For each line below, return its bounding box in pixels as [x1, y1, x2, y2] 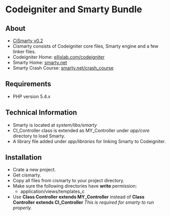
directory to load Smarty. [12, 132, 66, 139]
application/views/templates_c [20, 188, 85, 194]
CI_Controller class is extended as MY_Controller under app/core [12, 127, 150, 133]
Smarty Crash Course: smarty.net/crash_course [12, 65, 114, 71]
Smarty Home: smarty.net [12, 60, 68, 65]
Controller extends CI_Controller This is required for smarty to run [12, 199, 155, 206]
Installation [5, 153, 42, 162]
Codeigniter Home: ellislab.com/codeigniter [12, 54, 105, 60]
